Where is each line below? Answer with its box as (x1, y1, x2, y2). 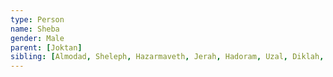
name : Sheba (10, 24, 60, 34)
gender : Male (10, 33, 65, 43)
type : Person (10, 14, 65, 25)
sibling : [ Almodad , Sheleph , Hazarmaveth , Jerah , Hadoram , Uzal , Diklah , (10, 52, 325, 62)
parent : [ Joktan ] (10, 42, 83, 53)
